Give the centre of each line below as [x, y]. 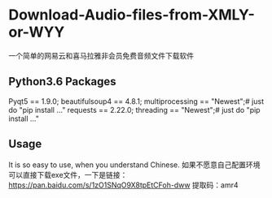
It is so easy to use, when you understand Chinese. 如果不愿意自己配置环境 [134, 165]
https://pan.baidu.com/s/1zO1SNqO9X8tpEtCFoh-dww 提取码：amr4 [123, 185]
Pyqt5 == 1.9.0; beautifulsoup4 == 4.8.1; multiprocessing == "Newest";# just [136, 101]
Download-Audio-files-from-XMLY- [132, 15]
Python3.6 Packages [62, 82]
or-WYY [37, 32]
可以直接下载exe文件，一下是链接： [68, 174]
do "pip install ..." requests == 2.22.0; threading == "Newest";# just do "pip [134, 110]
